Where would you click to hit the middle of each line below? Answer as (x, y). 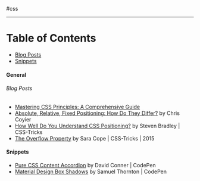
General (16, 74)
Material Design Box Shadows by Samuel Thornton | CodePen (90, 171)
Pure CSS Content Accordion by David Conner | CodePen (85, 165)
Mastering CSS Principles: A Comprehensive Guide (77, 107)
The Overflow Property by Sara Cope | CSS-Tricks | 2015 (85, 138)
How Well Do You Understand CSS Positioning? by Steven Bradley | (97, 126)
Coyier (23, 119)
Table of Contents (51, 38)
